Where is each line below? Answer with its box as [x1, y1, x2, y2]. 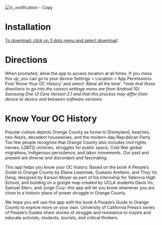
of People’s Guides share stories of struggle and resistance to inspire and [5, 210, 151, 215]
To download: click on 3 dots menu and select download [5, 37, 118, 43]
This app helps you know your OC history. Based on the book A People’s [5, 164, 149, 170]
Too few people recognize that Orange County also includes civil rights [5, 139, 147, 145]
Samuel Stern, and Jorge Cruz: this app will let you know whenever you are [5, 184, 155, 191]
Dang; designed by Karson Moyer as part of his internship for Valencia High [5, 174, 156, 180]
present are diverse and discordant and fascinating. [5, 155, 108, 161]
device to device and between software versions [5, 96, 103, 102]
